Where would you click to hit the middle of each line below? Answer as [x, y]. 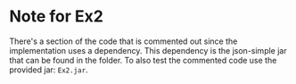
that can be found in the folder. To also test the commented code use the [143, 60]
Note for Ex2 [57, 17]
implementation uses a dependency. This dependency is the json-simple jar [148, 50]
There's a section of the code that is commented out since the [123, 41]
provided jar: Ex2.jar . [49, 70]
